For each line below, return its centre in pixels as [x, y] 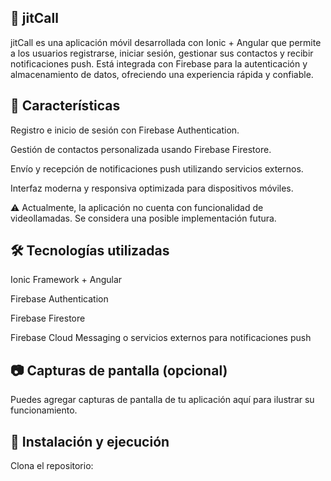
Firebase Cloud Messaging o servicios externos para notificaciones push [161, 338]
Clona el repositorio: [52, 466]
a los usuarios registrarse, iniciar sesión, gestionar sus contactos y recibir [162, 53]
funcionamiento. [44, 410]
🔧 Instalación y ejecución [90, 441]
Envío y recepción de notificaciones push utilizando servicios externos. [157, 168]
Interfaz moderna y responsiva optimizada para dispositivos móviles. [152, 188]
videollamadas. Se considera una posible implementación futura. [143, 218]
